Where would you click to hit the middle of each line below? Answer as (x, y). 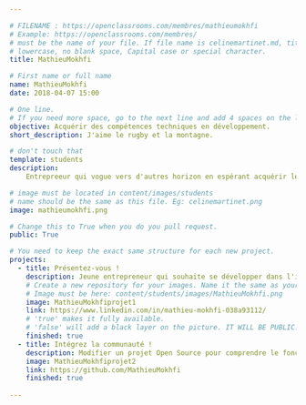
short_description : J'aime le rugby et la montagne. (112, 135)
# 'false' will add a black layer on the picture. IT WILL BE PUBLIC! (163, 328)
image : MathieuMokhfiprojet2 (81, 361)
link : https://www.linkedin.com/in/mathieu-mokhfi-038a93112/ (146, 310)
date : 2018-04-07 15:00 (55, 93)
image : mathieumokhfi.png (58, 210)
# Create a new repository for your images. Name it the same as (153, 285)
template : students (46, 160)
